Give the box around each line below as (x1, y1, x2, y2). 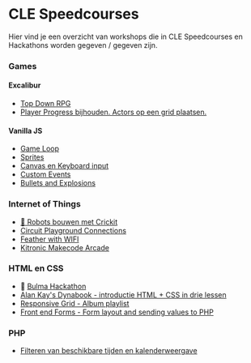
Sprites (19, 152, 45, 162)
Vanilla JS (8, 126, 43, 135)
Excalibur (8, 80, 41, 90)
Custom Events (19, 169, 71, 179)
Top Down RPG (19, 99, 71, 109)
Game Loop (19, 143, 59, 154)
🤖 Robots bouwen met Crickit (19, 216, 118, 227)
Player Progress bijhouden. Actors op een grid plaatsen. (19, 107, 207, 117)
